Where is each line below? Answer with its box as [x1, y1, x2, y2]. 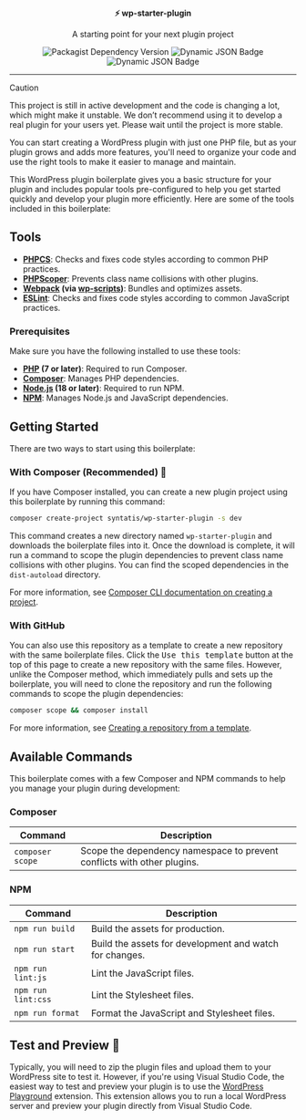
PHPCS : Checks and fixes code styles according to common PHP [22, 254, 269, 264]
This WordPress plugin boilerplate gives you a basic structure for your [9, 174, 271, 184]
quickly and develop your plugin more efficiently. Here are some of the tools [9, 193, 294, 204]
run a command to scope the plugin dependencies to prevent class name [9, 550, 284, 561]
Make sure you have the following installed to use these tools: [9, 346, 241, 357]
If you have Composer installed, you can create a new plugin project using [9, 486, 289, 498]
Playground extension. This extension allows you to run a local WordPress [9, 1091, 287, 1102]
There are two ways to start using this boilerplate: [9, 442, 196, 453]
